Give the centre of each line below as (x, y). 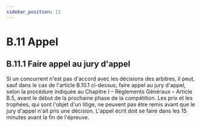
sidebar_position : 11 (34, 12)
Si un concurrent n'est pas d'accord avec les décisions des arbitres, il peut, (101, 79)
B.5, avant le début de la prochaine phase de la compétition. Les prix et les (100, 98)
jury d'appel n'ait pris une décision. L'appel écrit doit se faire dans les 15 (97, 111)
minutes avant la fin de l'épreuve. (48, 117)
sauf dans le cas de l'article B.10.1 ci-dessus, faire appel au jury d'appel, (96, 85)
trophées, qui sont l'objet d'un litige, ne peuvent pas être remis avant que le (101, 104)
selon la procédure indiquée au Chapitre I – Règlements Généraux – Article (99, 91)
